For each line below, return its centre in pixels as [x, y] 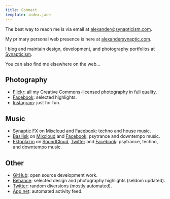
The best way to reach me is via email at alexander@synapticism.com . [79, 29]
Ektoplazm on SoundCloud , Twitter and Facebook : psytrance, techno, [85, 142]
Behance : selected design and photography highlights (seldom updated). [89, 180]
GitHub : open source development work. [55, 175]
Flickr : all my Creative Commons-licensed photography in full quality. [85, 92]
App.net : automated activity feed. [47, 191]
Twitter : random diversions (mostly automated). [62, 186]
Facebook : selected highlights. [45, 97]
